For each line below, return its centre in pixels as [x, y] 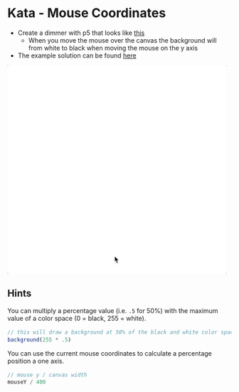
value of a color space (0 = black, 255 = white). [77, 318]
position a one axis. [36, 361]
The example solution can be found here [77, 55]
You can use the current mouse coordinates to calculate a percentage [110, 353]
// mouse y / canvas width [47, 375]
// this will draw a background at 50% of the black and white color [113, 332]
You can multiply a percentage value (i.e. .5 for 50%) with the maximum [113, 310]
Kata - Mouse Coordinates [87, 13]
